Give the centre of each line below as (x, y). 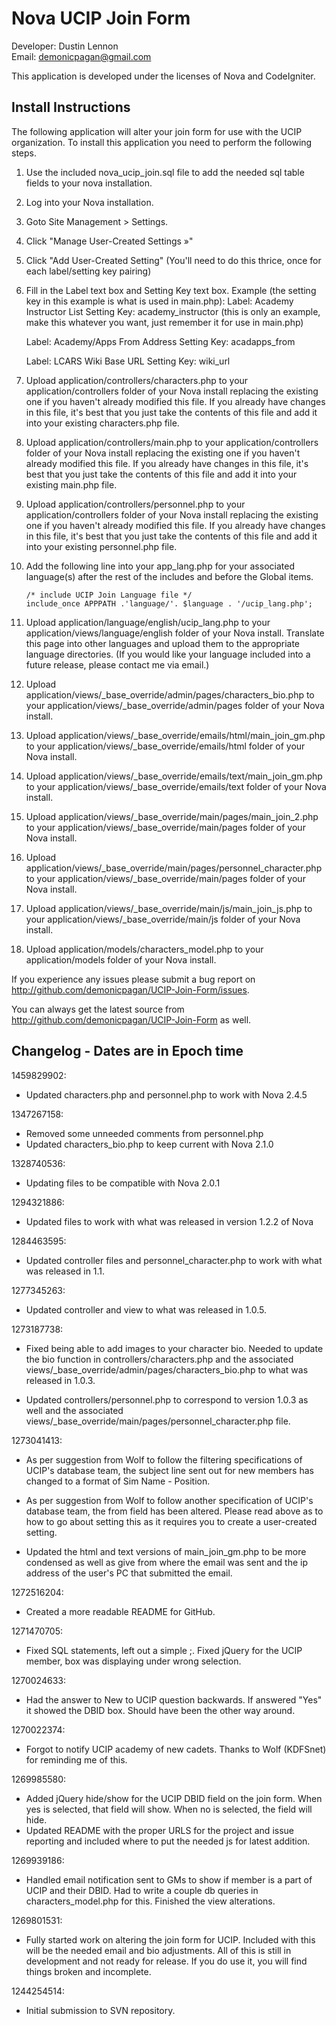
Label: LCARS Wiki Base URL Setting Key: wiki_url (128, 361)
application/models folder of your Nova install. (121, 959)
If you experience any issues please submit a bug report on (133, 979)
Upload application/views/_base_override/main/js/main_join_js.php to (169, 908)
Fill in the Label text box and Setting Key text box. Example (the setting (171, 290)
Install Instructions (71, 107)
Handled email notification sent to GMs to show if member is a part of (169, 1879)
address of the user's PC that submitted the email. (129, 1573)
